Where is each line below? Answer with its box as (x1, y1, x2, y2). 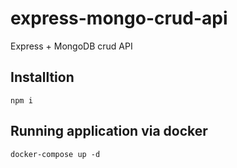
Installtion (10, 69, 75, 86)
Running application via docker (10, 123, 208, 140)
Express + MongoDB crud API (10, 40, 133, 52)
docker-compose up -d (10, 149, 101, 159)
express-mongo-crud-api (10, 7, 228, 30)
